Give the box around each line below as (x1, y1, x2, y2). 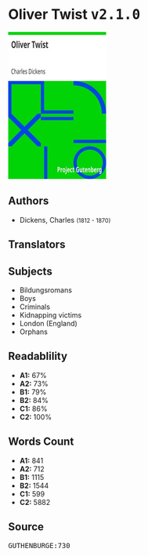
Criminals (19, 302, 51, 311)
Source (8, 520, 45, 533)
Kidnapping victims (19, 310, 82, 319)
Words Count (8, 435, 74, 449)
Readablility (8, 350, 68, 363)
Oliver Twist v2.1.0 (8, 5, 141, 24)
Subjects (8, 264, 52, 278)
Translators (8, 238, 66, 252)
